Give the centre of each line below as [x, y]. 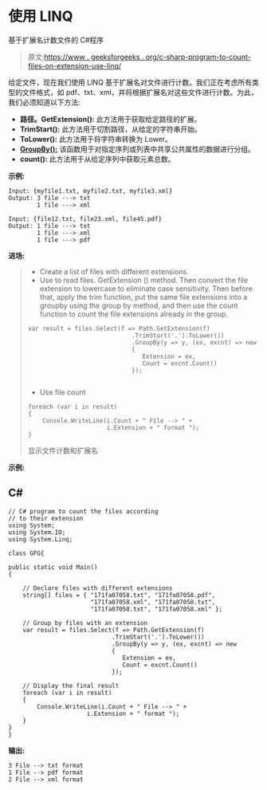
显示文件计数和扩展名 [63, 450]
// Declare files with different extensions [98, 588]
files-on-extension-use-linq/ [75, 65]
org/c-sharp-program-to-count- [198, 57]
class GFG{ [26, 553]
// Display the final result [71, 686]
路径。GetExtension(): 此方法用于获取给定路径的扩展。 [110, 119]
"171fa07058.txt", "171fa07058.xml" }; [157, 609]
